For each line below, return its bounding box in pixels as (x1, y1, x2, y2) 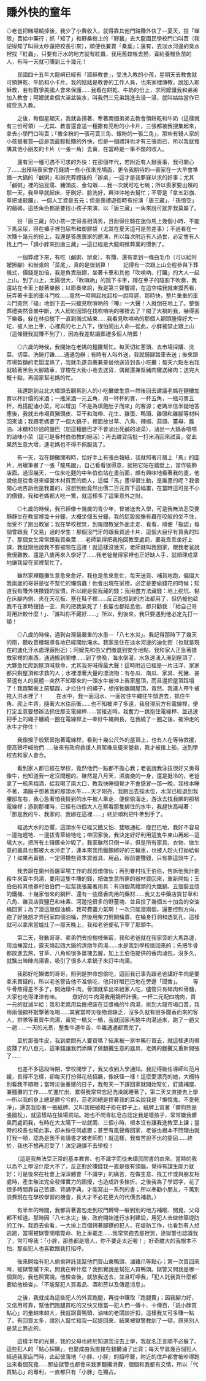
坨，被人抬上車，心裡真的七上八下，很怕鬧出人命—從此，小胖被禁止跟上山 (6, 322, 194, 330)
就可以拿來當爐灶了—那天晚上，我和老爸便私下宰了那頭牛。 (6, 921, 157, 928)
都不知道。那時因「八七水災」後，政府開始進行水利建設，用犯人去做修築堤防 (6, 1213, 200, 1221)
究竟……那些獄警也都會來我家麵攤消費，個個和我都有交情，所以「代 (27, 1360, 199, 1367)
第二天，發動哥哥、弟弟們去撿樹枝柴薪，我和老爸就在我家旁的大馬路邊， (17, 934, 200, 941)
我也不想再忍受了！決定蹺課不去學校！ (17, 1142, 114, 1149)
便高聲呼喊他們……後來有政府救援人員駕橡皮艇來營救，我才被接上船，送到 (6, 743, 193, 751)
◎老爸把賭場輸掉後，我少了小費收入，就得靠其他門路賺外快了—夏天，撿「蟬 (6, 27, 200, 34)
